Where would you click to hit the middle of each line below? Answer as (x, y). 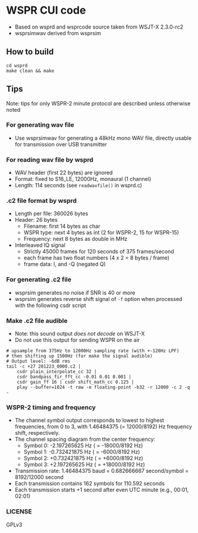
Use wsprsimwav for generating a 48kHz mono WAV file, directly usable (103, 138)
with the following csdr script (50, 305)
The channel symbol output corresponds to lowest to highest (89, 421)
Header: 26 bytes (36, 220)
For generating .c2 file (39, 280)
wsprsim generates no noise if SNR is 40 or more (75, 293)
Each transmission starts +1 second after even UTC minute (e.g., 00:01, (102, 490)
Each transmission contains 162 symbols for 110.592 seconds (90, 484)
